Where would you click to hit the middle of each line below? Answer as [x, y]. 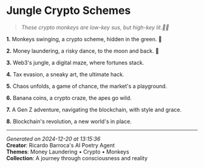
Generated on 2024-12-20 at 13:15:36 [53, 139]
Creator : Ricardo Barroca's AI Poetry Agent [61, 145]
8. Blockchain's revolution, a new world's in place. [69, 121]
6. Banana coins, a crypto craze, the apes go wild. [69, 98]
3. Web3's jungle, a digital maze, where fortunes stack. [75, 62]
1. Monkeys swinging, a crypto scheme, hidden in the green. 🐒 [84, 39]
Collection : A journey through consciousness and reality [77, 158]
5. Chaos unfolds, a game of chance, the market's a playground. [87, 86]
